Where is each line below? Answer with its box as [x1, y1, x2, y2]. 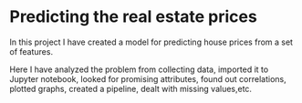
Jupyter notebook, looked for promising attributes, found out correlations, [9, 73, 287, 84]
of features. [9, 46, 53, 57]
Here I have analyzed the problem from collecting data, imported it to [9, 64, 269, 75]
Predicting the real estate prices [9, 6, 257, 27]
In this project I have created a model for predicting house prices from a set [9, 36, 294, 47]
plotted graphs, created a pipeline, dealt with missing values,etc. [9, 83, 253, 94]
